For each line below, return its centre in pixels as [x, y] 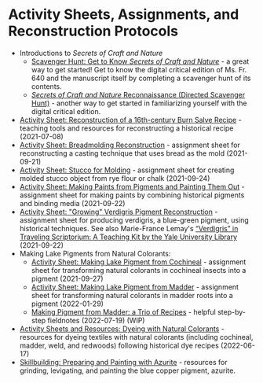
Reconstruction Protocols [93, 31]
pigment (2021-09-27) [67, 278]
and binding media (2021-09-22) [72, 203]
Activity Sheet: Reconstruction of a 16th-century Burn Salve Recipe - [130, 120]
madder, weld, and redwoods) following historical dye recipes [119, 345]
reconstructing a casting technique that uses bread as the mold [122, 153]
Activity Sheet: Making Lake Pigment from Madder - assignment [135, 287]
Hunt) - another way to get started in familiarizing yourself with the [139, 103]
